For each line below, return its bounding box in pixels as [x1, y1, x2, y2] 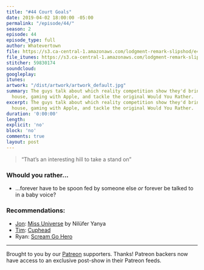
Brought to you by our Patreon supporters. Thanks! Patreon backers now [6, 251, 188, 258]
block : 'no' [6, 128, 36, 134]
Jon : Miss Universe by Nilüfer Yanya [15, 220, 106, 227]
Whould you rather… [6, 171, 69, 179]
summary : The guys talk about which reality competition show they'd [6, 88, 186, 94]
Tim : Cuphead [15, 226, 51, 234]
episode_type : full [6, 37, 56, 43]
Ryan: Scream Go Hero [15, 233, 73, 240]
